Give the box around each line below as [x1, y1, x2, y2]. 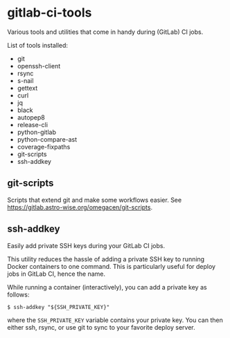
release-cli [17, 120, 48, 129]
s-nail [17, 76, 34, 84]
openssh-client [17, 62, 61, 70]
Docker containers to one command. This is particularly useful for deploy [7, 262, 216, 270]
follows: [7, 290, 30, 299]
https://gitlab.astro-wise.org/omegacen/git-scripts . [7, 203, 153, 212]
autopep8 [17, 113, 45, 122]
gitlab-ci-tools [7, 5, 92, 21]
